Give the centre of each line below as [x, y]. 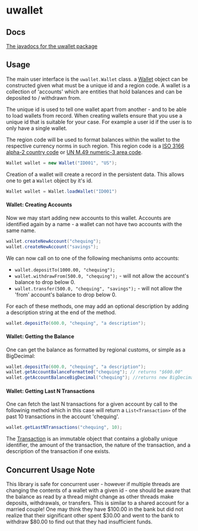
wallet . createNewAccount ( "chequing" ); [54, 241]
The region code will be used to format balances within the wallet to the [93, 139]
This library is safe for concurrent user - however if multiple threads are [93, 484]
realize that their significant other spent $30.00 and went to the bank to [93, 516]
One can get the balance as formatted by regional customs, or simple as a [96, 350]
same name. [21, 230]
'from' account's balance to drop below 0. [65, 294]
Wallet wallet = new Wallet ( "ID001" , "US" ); [62, 163]
